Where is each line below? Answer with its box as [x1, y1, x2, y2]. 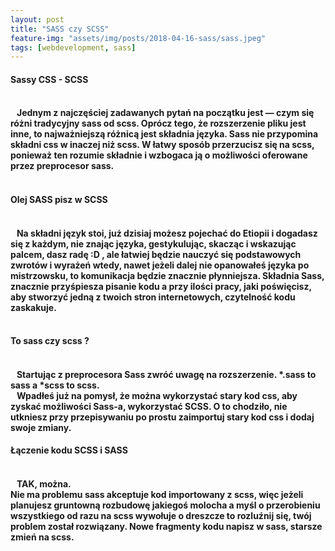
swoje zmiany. [10, 421, 72, 433]
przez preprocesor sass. [10, 160, 115, 172]
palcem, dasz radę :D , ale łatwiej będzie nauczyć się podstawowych [10, 248, 302, 260]
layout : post [10, 14, 65, 25]
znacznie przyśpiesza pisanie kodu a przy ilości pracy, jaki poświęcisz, [10, 280, 312, 292]
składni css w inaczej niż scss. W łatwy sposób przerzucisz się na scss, [10, 139, 315, 151]
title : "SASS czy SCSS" [10, 24, 110, 34]
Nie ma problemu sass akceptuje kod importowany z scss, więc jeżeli [10, 489, 304, 500]
